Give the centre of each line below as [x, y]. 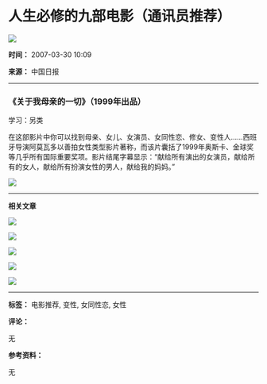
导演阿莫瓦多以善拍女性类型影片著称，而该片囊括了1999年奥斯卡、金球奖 [134, 147]
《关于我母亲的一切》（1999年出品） [77, 102]
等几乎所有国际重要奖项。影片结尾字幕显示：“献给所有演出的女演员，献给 [128, 157]
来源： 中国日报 [34, 71]
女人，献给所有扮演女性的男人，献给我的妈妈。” [99, 167]
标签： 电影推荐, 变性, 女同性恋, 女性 [68, 305]
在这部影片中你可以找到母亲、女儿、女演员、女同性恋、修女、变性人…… [126, 137]
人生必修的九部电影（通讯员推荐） [120, 16]
